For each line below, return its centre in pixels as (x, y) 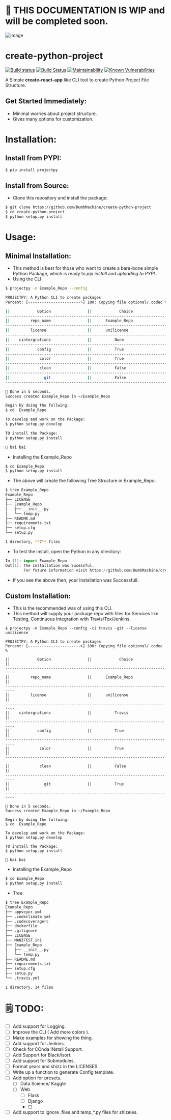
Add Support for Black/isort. (42, 1055)
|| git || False (66, 378)
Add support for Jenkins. (39, 1043)
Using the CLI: (27, 279)
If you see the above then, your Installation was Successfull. (76, 580)
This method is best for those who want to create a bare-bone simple (85, 268)
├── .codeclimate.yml (28, 916)
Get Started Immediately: (46, 101)
